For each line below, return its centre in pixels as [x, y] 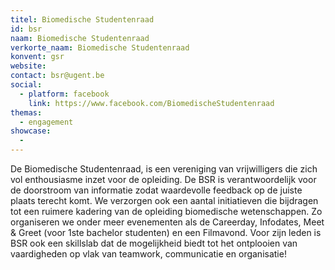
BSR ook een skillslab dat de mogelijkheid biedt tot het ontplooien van [154, 243]
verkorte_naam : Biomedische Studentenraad [100, 47]
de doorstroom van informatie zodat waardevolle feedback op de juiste [156, 190]
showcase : [31, 131]
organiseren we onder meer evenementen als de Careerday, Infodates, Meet [167, 222]
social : [26, 85]
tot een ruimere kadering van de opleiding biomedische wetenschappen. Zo [166, 211]
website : [28, 66]
